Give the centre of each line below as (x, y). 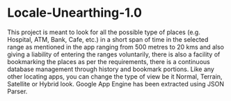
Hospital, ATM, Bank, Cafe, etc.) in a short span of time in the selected (108, 39)
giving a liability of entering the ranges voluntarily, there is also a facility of (114, 54)
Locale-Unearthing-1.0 (75, 13)
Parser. (17, 91)
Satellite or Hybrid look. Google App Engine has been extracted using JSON (116, 84)
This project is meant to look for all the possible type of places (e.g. (104, 32)
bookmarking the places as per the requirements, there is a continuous (109, 61)
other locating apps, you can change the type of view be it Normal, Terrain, (115, 76)
